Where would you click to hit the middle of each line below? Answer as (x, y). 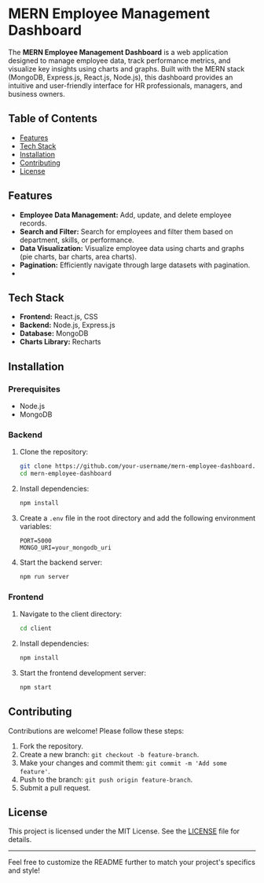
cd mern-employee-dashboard (65, 474)
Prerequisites (34, 388)
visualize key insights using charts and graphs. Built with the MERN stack (126, 68)
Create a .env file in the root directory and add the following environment (137, 518)
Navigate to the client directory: (71, 614)
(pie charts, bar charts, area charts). (78, 256)
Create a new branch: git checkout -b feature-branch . (109, 754)
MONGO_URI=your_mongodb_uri (65, 547)
